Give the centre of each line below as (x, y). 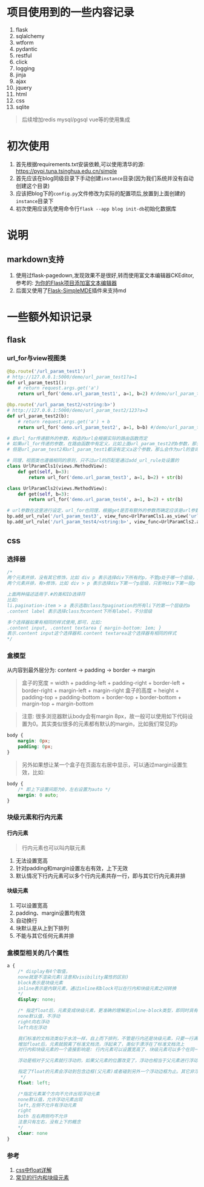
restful (24, 55)
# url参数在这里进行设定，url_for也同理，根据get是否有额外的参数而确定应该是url (99, 511)
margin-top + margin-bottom (58, 704)
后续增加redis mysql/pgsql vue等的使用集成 (76, 119)
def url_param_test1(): (37, 383)
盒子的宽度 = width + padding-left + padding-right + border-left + (103, 683)
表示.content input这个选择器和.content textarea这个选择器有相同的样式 (92, 634)
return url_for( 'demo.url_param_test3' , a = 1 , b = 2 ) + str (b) (106, 477)
